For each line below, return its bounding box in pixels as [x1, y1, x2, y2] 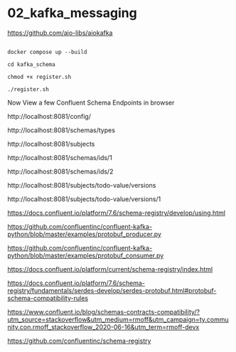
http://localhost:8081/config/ [7, 112, 91, 120]
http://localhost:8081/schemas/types [7, 126, 116, 134]
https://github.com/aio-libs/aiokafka [7, 28, 113, 37]
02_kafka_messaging [7, 5, 137, 21]
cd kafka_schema [7, 60, 55, 68]
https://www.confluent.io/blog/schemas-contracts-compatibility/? [7, 307, 200, 316]
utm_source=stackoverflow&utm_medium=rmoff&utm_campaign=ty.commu [7, 315, 229, 324]
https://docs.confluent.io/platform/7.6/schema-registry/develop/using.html [7, 208, 226, 217]
